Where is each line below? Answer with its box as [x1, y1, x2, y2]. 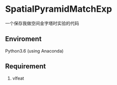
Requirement [5, 62, 46, 71]
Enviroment [5, 35, 42, 43]
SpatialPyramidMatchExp [5, 3, 113, 15]
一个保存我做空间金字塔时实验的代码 [5, 20, 79, 26]
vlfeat [12, 75, 24, 81]
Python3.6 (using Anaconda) [5, 48, 64, 54]
